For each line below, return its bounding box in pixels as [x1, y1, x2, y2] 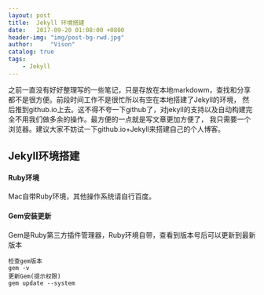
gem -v [8, 264, 30, 271]
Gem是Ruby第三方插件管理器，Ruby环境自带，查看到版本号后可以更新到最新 [8, 230, 256, 239]
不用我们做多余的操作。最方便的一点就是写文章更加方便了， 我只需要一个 [14, 115, 251, 124]
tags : [8, 56, 26, 64]
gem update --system [8, 279, 76, 287]
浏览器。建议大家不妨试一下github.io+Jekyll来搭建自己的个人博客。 [8, 124, 225, 133]
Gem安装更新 [8, 211, 52, 220]
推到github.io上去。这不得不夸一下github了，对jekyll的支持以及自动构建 [14, 104, 246, 114]
